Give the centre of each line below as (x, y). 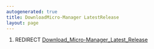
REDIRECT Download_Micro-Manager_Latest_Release (81, 40)
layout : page (22, 23)
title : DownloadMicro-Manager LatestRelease (63, 17)
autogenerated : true (32, 12)
